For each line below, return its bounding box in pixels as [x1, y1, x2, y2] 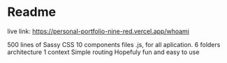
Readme [7, 4, 57, 20]
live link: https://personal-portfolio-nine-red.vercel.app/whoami [7, 27, 190, 35]
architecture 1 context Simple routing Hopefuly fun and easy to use [7, 48, 200, 56]
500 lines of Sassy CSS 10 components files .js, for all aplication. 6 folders [7, 40, 221, 48]
